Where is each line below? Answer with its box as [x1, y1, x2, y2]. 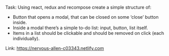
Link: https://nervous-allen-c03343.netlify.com [5, 45, 104, 51]
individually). [12, 35, 40, 41]
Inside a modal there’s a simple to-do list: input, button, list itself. [12, 25, 148, 31]
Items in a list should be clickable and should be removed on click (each [12, 30, 164, 36]
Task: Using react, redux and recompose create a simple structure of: [5, 5, 152, 10]
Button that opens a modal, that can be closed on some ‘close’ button [12, 14, 159, 20]
